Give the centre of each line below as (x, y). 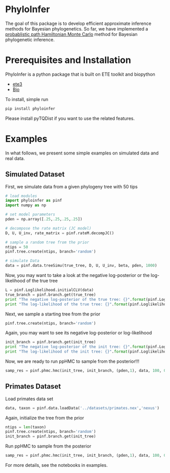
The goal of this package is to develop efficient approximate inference (78, 23)
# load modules (21, 196)
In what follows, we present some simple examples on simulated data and (82, 153)
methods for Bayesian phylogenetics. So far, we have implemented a (77, 28)
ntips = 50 (17, 247)
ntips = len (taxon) (26, 427)
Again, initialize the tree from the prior (45, 418)
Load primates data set (29, 399)
